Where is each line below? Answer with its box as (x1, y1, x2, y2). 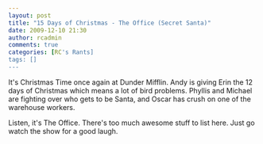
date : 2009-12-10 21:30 (8, 26, 87, 34)
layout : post (8, 11, 52, 20)
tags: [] (8, 56, 37, 64)
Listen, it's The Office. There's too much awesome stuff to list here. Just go (8, 118, 256, 127)
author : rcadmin (8, 33, 62, 42)
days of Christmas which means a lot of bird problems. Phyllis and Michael (8, 85, 253, 95)
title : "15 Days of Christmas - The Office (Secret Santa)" (8, 19, 212, 27)
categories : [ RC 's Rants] (8, 48, 94, 56)
